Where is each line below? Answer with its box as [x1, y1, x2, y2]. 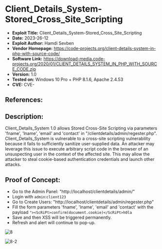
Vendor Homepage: [12, 45, 53, 51]
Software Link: [12, 56, 43, 61]
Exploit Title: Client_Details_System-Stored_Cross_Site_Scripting [12, 30, 142, 36]
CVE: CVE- [12, 81, 35, 87]
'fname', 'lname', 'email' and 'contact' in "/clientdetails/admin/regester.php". [5, 131, 157, 136]
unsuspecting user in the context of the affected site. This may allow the [5, 151, 150, 157]
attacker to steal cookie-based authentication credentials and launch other [5, 156, 155, 162]
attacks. [5, 162, 21, 168]
